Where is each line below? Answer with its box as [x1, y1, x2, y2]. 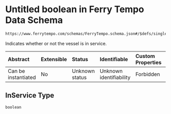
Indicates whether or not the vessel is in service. [5, 40, 107, 46]
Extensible [40, 55, 67, 63]
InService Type [5, 91, 54, 100]
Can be [8, 67, 25, 74]
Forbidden [135, 70, 160, 77]
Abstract [8, 55, 30, 63]
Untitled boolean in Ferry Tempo [5, 4, 144, 15]
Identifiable [99, 55, 128, 63]
